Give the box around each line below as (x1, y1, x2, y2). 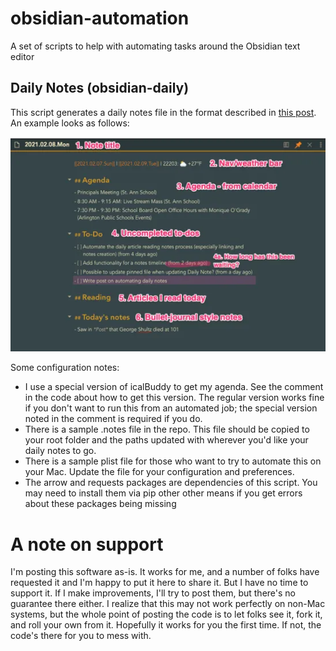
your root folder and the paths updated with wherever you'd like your (24, 434, 309, 446)
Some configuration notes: (10, 362, 120, 374)
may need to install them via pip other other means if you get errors (24, 487, 303, 499)
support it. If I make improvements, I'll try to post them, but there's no (10, 587, 296, 599)
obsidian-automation (10, 7, 190, 30)
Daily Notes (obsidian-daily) (10, 80, 190, 97)
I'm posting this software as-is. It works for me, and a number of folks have (10, 566, 320, 578)
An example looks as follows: (10, 117, 130, 129)
